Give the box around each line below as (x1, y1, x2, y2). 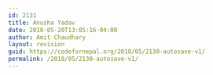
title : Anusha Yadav (8, 19, 76, 27)
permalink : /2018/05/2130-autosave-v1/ (8, 55, 139, 63)
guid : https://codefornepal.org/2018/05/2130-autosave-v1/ (8, 48, 206, 55)
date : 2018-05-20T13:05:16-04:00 (8, 26, 118, 34)
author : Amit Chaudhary (8, 33, 86, 41)
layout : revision (8, 41, 65, 48)
